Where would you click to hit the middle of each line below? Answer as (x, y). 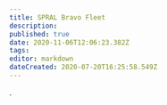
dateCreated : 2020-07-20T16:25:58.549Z (83, 68)
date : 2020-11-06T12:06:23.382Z (69, 42)
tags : (19, 51)
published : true (39, 34)
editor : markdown (42, 59)
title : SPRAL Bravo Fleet (57, 17)
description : (33, 26)
